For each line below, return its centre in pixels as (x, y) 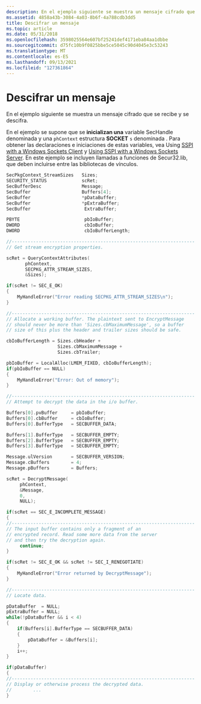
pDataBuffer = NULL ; (33, 606)
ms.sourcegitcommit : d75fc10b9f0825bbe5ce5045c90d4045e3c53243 (87, 46)
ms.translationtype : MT (36, 51)
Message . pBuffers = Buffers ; (52, 468)
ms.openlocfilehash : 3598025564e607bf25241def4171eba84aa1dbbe (87, 40)
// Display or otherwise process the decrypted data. (75, 684)
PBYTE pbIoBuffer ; (60, 220)
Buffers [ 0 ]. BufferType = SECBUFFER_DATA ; (62, 424)
